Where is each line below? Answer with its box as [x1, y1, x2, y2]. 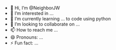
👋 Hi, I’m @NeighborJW [10, 5, 60, 11]
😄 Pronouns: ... [10, 34, 44, 40]
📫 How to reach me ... [10, 27, 58, 33]
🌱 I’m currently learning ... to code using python [10, 16, 111, 21]
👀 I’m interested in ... [10, 10, 54, 16]
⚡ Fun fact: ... [10, 40, 38, 46]
